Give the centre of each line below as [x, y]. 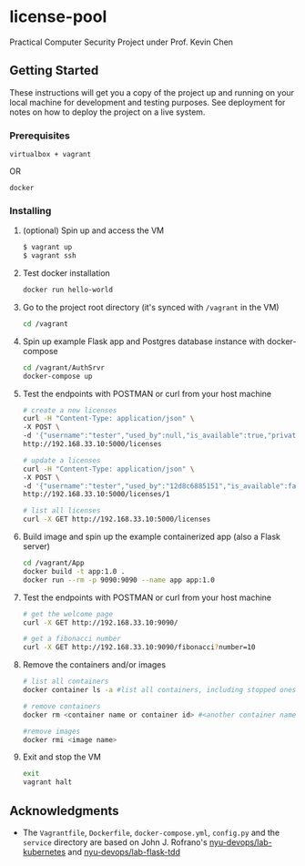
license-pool [58, 17]
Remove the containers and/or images [94, 665]
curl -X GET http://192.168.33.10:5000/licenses [117, 520]
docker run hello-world [68, 290]
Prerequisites [40, 136]
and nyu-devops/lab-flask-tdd [124, 852]
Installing [30, 210]
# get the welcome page [68, 614]
